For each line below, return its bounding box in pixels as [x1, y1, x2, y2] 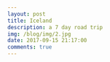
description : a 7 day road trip [7, 24, 103, 31]
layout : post [7, 10, 46, 18]
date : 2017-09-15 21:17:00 [7, 37, 87, 44]
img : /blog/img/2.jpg [7, 30, 72, 38]
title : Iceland [7, 17, 53, 24]
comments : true [7, 43, 53, 51]
